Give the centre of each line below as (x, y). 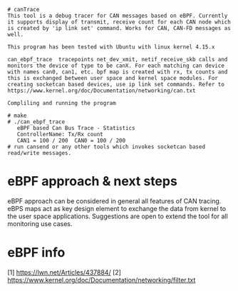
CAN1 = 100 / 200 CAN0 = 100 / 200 (71, 141)
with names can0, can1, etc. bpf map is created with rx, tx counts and (118, 72)
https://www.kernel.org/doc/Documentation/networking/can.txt (102, 91)
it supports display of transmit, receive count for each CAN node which (119, 22)
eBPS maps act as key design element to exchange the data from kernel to (117, 208)
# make (17, 116)
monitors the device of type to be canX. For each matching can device (116, 66)
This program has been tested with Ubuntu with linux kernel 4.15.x (111, 47)
